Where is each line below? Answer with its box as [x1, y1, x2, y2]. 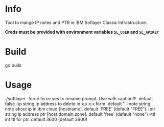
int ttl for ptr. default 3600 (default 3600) [5, 116, 88, 122]
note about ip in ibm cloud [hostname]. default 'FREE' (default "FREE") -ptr [5, 106, 156, 112]
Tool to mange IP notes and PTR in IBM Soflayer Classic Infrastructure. [5, 20, 147, 25]
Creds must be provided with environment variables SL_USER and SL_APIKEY [5, 29, 159, 35]
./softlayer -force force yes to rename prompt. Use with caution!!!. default [5, 95, 153, 101]
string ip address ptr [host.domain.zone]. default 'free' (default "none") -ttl [5, 111, 156, 117]
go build [5, 62, 22, 68]
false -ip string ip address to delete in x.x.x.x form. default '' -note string [5, 101, 151, 106]
